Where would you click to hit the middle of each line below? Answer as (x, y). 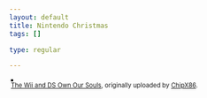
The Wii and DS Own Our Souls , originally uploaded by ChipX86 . (104, 86)
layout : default (39, 17)
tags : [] (25, 34)
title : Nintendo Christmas (59, 26)
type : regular (35, 49)
